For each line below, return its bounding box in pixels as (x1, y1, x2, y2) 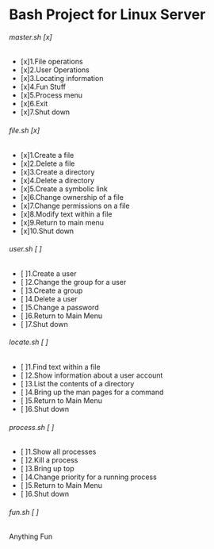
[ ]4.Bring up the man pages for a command (20, 387, 164, 397)
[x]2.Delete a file (20, 159, 75, 168)
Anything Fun (9, 532, 53, 541)
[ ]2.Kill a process (20, 455, 78, 465)
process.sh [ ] (9, 422, 55, 432)
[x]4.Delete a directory (20, 175, 94, 185)
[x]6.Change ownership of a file (20, 192, 124, 202)
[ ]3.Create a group (20, 286, 83, 295)
